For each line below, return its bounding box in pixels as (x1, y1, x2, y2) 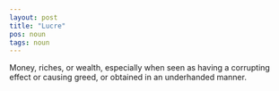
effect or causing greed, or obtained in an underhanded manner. (9, 72, 247, 83)
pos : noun (9, 29, 47, 38)
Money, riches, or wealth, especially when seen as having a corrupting (9, 62, 271, 73)
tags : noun (9, 37, 50, 47)
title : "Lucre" (9, 21, 66, 30)
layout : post (9, 12, 58, 22)
